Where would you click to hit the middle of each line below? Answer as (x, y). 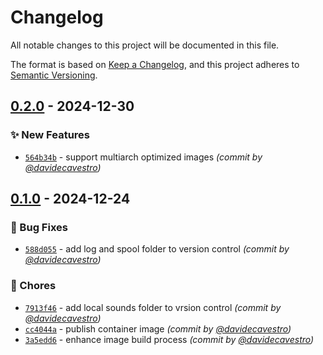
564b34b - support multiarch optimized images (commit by (143, 157)
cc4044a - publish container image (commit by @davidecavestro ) (158, 328)
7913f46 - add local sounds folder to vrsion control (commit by (153, 307)
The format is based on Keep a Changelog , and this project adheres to (155, 64)
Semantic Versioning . (54, 75)
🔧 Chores (33, 286)
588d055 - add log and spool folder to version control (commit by (157, 249)
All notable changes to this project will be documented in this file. (145, 45)
